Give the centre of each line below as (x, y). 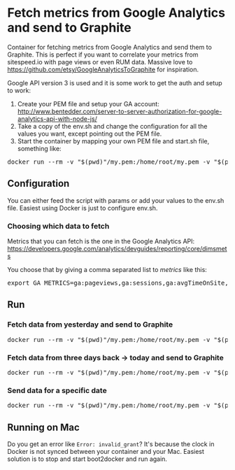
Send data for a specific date (57, 390)
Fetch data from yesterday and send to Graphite (90, 325)
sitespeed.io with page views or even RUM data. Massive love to (100, 62)
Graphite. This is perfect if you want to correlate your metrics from (103, 55)
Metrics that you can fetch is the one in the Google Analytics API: (101, 241)
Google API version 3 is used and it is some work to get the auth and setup (115, 83)
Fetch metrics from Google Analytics (116, 13)
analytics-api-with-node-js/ (57, 119)
